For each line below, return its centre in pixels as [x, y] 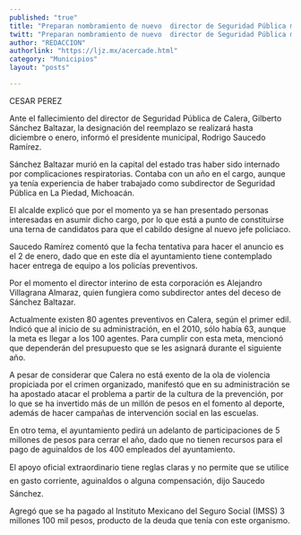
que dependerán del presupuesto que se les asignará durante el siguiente [146, 348]
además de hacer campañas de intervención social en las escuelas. [134, 412]
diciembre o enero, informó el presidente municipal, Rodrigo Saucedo [138, 137]
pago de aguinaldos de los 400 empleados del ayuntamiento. [122, 449]
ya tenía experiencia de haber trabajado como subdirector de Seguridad [142, 183]
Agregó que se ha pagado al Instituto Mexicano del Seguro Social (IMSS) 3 [147, 511]
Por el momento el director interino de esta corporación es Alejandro [136, 282]
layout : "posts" [39, 68]
